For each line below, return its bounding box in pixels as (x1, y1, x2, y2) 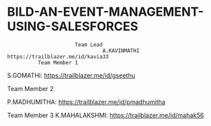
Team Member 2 (7, 84, 54, 92)
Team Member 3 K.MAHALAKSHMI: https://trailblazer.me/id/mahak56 (7, 111, 204, 119)
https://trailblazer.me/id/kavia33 (7, 53, 109, 60)
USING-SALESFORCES (7, 18, 139, 34)
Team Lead (74, 41, 103, 48)
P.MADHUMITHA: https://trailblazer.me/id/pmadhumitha (7, 97, 166, 106)
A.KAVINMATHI (102, 47, 140, 54)
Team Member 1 (37, 59, 78, 66)
